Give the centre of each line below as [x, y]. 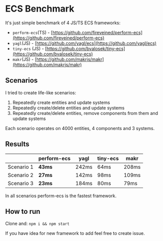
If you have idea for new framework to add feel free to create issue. [75, 233]
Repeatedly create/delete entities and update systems [68, 108]
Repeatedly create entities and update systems [61, 102]
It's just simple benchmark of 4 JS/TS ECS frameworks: [63, 23]
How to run [23, 212]
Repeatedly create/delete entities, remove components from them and [85, 113]
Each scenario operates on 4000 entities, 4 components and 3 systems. [80, 128]
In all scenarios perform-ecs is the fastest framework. [61, 196]
